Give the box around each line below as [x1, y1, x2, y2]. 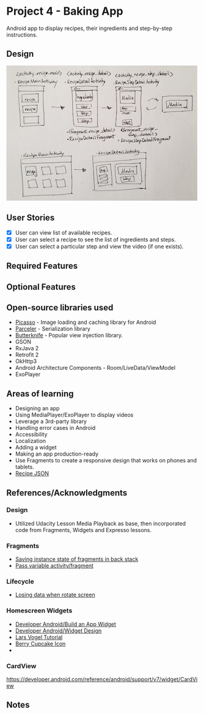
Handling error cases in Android [15, 424, 96, 432]
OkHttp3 [15, 358, 37, 365]
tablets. [15, 464, 35, 471]
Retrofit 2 [15, 351, 39, 359]
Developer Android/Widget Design [15, 626, 102, 634]
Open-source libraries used [6, 302, 114, 313]
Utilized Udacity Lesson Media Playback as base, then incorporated [15, 519, 186, 527]
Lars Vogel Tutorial [15, 633, 63, 641]
